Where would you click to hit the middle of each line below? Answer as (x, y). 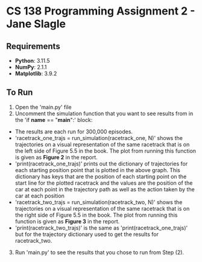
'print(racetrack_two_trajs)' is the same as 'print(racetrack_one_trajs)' (101, 228)
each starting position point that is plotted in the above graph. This (98, 170)
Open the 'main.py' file (43, 107)
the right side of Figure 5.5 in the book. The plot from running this (96, 215)
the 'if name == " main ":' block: (54, 120)
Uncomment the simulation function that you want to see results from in (104, 113)
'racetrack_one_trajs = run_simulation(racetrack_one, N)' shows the (99, 138)
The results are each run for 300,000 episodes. (74, 132)
